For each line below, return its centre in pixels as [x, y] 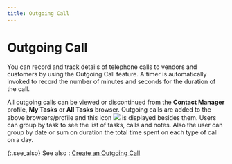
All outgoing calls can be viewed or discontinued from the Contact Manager [116, 102]
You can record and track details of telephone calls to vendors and [102, 67]
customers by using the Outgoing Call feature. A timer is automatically [107, 74]
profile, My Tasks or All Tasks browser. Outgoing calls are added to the [109, 109]
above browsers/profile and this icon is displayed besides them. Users [112, 117]
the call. [18, 89]
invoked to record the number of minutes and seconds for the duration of [111, 81]
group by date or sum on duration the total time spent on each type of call [113, 132]
